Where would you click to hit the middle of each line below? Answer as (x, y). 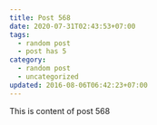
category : (28, 60)
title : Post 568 (40, 18)
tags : (20, 34)
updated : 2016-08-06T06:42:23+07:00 (78, 85)
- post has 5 (42, 52)
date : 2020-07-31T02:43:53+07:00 (73, 26)
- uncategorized (48, 77)
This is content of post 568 (60, 111)
